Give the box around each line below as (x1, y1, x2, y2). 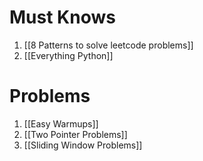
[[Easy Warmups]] (23, 117, 99, 130)
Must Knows (9, 6, 116, 29)
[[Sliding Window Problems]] (23, 139, 143, 151)
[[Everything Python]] (23, 49, 114, 61)
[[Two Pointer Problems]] (23, 128, 128, 140)
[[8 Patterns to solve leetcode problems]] (23, 39, 194, 51)
